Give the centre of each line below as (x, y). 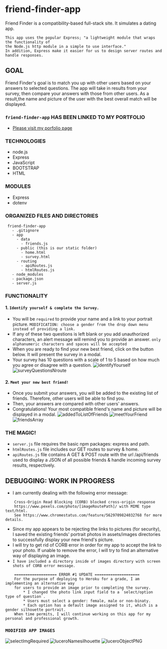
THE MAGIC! (21, 433)
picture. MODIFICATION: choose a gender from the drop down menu (80, 324)
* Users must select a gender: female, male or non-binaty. (87, 601)
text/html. (16, 511)
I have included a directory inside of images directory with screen (86, 562)
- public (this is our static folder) (57, 248)
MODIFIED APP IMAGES (30, 631)
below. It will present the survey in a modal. (57, 355)
